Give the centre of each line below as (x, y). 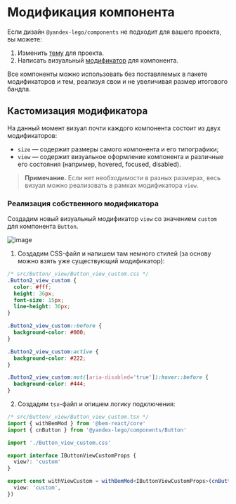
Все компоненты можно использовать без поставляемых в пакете (107, 74)
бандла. (19, 89)
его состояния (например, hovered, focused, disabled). (99, 164)
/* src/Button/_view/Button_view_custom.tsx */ (78, 417)
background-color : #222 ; (50, 358)
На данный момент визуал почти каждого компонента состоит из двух (114, 128)
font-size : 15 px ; (39, 300)
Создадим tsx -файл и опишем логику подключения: (96, 404)
